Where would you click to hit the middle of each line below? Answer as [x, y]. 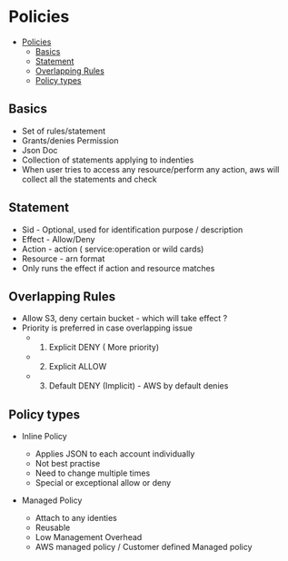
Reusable [53, 527]
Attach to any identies [76, 518]
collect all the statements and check [89, 179]
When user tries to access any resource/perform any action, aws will [150, 169]
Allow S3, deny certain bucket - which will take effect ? [124, 319]
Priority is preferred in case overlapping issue [107, 328]
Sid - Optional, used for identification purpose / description [132, 230]
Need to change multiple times [93, 473]
